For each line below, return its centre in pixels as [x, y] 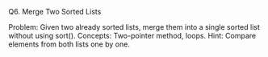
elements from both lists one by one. [69, 44]
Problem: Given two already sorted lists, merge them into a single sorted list [134, 27]
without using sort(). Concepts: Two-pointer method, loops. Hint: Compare [132, 36]
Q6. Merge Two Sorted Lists [55, 12]
